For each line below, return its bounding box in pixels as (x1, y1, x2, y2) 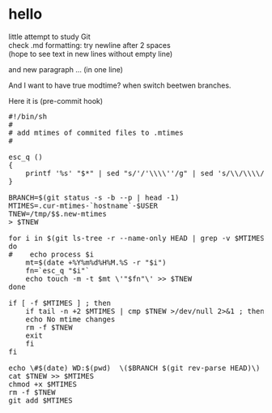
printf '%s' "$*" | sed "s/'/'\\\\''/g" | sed (25, 168, 214, 178)
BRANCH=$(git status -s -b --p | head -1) (8, 192, 180, 202)
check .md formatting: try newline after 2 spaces (8, 40, 172, 49)
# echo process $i (8, 249, 95, 259)
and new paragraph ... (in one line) (8, 64, 124, 74)
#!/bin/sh (8, 111, 47, 121)
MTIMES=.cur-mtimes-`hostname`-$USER (8, 200, 159, 210)
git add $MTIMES (8, 395, 73, 405)
